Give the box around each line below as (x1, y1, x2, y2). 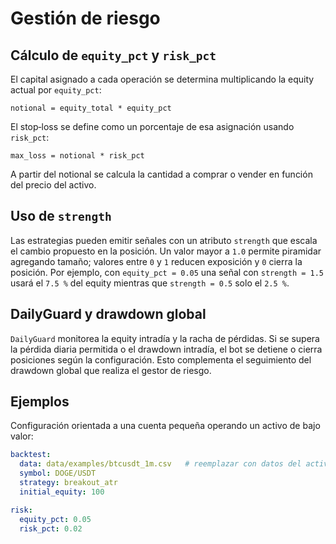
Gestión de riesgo (10, 7, 161, 30)
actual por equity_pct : (10, 84, 102, 96)
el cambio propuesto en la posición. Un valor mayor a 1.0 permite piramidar (10, 245, 322, 257)
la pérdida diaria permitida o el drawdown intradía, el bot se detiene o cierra (10, 343, 323, 355)
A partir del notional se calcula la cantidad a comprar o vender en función (10, 168, 313, 180)
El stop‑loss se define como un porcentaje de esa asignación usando (10, 121, 295, 132)
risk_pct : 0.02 (19, 523, 83, 534)
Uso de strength (10, 208, 112, 225)
